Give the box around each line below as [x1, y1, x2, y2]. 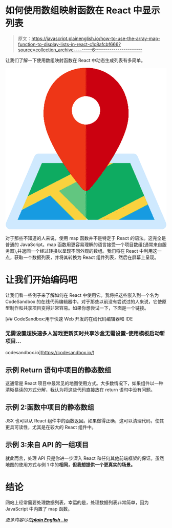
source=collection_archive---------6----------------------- [17, 47, 142, 53]
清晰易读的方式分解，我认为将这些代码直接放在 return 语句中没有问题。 [5, 387, 155, 393]
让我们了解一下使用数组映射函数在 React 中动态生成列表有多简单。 [5, 57, 146, 63]
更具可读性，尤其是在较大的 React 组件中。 [5, 424, 96, 430]
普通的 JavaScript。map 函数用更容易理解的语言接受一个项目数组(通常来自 [5, 241, 162, 248]
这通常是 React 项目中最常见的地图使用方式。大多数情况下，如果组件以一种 [5, 380, 164, 386]
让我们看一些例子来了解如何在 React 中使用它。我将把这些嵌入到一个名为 [5, 292, 159, 298]
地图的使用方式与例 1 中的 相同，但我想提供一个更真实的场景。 [5, 461, 136, 468]
